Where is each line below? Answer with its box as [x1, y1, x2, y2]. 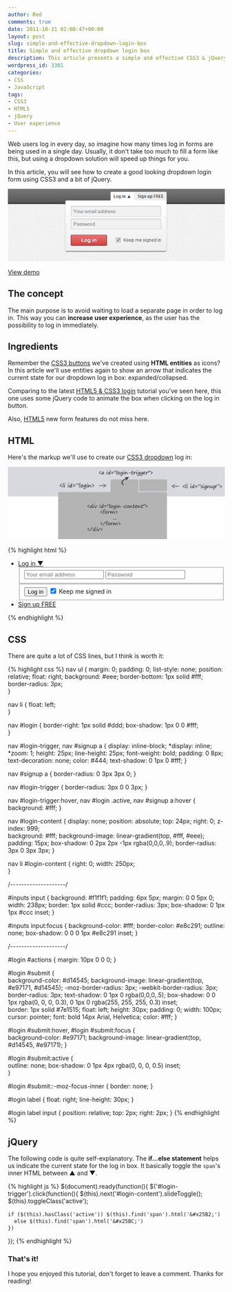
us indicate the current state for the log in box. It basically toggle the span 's [8, 1162, 221, 1170]
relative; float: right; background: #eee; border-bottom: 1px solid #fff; [8, 673, 204, 681]
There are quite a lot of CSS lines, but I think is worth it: [8, 652, 165, 660]
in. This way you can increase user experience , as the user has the [8, 313, 200, 321]
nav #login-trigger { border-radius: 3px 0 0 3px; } [8, 783, 148, 792]
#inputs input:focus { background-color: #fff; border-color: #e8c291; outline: [8, 922, 225, 930]
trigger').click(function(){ [8, 1189, 78, 1198]
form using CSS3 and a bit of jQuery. [8, 175, 112, 183]
